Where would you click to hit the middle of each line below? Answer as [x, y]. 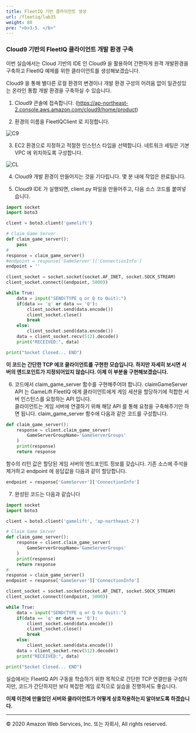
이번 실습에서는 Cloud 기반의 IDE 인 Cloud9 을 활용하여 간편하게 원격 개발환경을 [97, 63]
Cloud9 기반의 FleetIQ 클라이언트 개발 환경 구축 [70, 49]
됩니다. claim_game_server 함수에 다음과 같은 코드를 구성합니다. [94, 413]
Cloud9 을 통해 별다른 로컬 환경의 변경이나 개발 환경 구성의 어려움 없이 [86, 83]
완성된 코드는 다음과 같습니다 [47, 494]
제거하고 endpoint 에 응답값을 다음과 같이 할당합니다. [66, 471]
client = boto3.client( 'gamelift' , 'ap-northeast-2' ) [73, 521]
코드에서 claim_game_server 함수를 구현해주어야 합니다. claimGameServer [101, 384]
